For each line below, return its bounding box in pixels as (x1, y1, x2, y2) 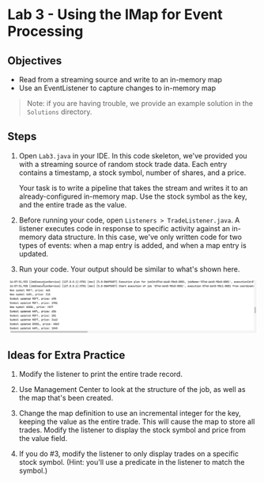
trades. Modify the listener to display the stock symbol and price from (18, 425, 247, 435)
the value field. (18, 434, 68, 443)
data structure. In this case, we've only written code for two (47, 232, 243, 241)
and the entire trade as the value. (18, 200, 127, 209)
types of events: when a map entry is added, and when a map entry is (18, 240, 247, 250)
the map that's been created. (18, 394, 114, 403)
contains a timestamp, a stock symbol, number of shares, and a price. (18, 168, 247, 177)
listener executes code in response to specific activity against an (18, 223, 231, 233)
